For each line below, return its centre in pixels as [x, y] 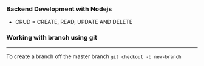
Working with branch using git [52, 38]
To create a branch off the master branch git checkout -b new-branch [94, 56]
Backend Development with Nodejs [59, 9]
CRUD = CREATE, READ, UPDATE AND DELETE [74, 22]
